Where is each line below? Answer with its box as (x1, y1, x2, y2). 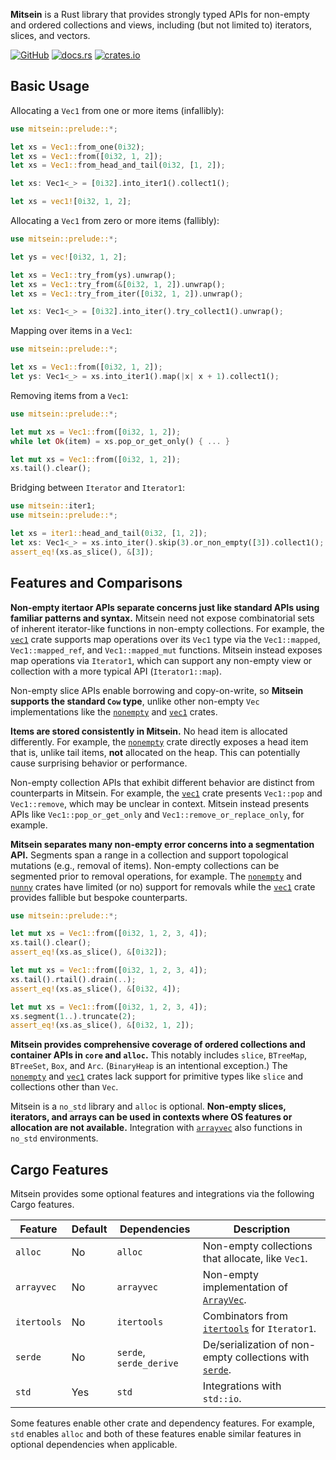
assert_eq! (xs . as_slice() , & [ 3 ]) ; (10, 547, 155, 557)
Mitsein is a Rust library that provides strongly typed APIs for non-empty (10, 9, 310, 20)
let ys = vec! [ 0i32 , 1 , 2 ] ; (10, 252, 128, 262)
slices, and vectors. (10, 30, 91, 41)
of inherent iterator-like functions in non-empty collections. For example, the (10, 622, 325, 634)
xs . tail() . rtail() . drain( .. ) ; (10, 974, 137, 984)
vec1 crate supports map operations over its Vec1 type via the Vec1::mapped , (10, 633, 321, 645)
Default (71, 1222, 108, 1236)
